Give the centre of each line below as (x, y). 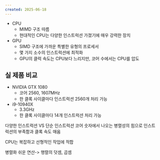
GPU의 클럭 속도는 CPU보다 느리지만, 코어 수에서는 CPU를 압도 (79, 58)
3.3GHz (27, 110)
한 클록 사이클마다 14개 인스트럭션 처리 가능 (60, 115)
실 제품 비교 (21, 75)
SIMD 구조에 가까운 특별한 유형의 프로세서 (59, 46)
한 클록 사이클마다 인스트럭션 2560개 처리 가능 (63, 99)
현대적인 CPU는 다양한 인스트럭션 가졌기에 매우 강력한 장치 (75, 35)
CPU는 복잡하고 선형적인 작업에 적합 (39, 142)
